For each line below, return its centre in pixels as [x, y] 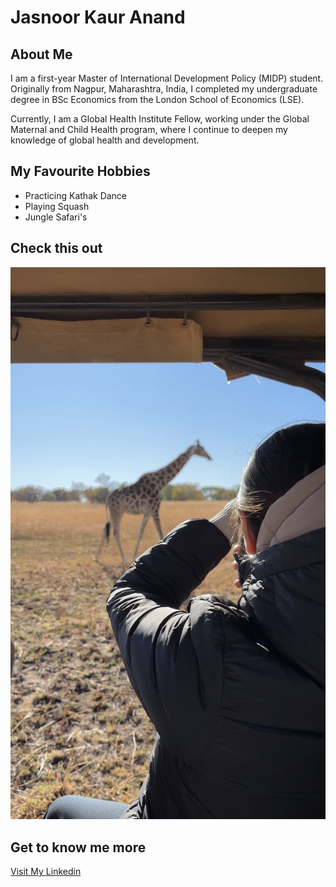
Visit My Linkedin [46, 872]
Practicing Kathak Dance [76, 195]
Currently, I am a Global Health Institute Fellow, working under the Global [160, 119]
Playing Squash [57, 206]
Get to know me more [78, 847]
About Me [41, 54]
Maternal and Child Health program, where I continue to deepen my [149, 129]
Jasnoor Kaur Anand [98, 17]
